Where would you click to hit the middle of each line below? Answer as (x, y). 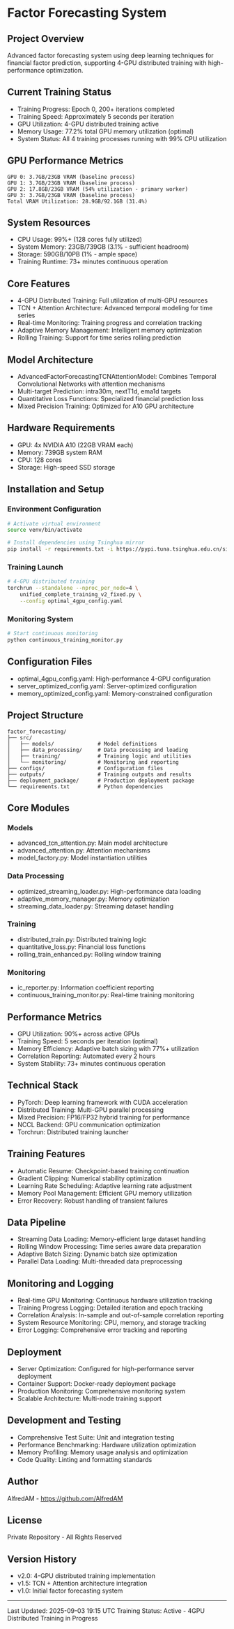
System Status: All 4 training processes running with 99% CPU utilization (122, 138)
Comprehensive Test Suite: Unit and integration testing (96, 1437)
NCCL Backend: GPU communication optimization (89, 1124)
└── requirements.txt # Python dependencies (85, 787)
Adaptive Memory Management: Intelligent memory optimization (110, 331)
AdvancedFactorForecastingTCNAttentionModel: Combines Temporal (117, 377)
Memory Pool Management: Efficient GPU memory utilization (104, 1193)
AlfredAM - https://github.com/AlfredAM (65, 1498)
